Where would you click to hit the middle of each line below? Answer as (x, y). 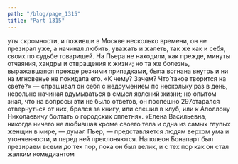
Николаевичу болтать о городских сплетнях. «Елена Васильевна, (107, 116)
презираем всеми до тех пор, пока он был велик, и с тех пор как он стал (118, 146)
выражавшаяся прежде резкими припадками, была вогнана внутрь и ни (118, 71)
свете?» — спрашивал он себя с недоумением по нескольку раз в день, (118, 86)
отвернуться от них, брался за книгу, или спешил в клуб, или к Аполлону (119, 109)
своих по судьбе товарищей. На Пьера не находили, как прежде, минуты (119, 56)
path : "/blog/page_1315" (44, 14)
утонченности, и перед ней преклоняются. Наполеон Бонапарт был (110, 138)
